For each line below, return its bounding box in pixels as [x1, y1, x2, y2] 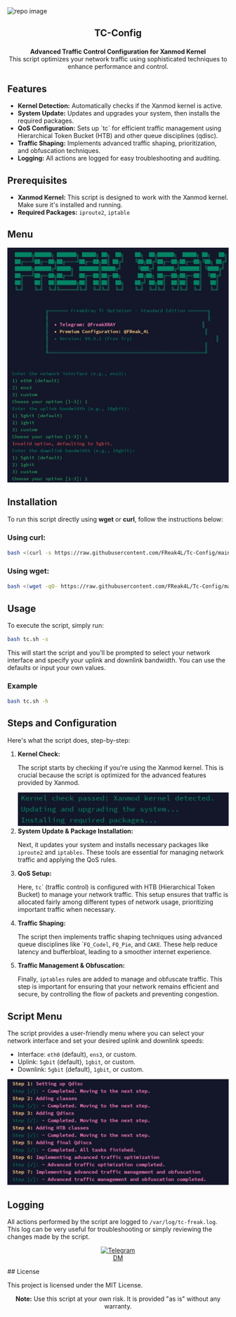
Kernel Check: [17, 750, 61, 758]
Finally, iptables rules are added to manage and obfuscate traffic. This [17, 975, 223, 984]
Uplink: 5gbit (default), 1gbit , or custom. [17, 1058, 136, 1066]
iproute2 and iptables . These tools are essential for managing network [17, 848, 224, 857]
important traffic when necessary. [17, 905, 116, 914]
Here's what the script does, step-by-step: [7, 736, 131, 744]
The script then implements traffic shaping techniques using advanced [17, 933, 223, 941]
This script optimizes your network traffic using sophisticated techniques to [8, 55, 228, 63]
